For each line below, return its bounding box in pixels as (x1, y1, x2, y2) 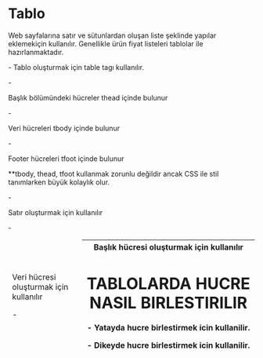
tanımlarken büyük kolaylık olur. (8, 177, 110, 187)
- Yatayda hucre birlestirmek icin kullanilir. (86, 323, 250, 334)
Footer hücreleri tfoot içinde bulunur (8, 154, 124, 163)
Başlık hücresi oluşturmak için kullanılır (93, 241, 244, 252)
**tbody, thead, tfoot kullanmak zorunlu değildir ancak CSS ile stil (8, 169, 219, 178)
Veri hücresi (12, 272, 56, 283)
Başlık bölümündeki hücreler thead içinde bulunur (8, 93, 168, 102)
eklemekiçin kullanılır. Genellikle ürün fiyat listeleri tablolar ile (8, 38, 204, 48)
